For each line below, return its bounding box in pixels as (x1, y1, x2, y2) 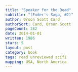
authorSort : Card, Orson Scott (5, 21, 71, 27)
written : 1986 (5, 36, 35, 41)
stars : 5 (5, 41, 24, 46)
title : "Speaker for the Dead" (5, 7, 71, 13)
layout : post (5, 45, 33, 50)
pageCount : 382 (5, 26, 37, 31)
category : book (5, 50, 37, 55)
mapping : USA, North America (5, 59, 67, 64)
